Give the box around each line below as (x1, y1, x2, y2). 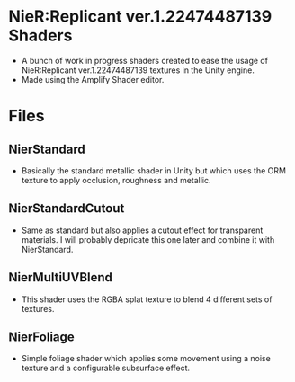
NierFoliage (8, 329, 76, 344)
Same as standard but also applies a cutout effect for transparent (21, 225, 264, 235)
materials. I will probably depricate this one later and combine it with (21, 234, 275, 244)
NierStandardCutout (8, 200, 125, 217)
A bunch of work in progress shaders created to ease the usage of (21, 55, 269, 66)
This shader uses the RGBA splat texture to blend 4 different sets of (21, 294, 273, 305)
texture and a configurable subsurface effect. (21, 362, 191, 374)
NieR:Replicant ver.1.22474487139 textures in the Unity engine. (21, 65, 255, 76)
